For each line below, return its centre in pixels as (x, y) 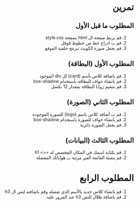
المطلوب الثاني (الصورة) (100, 102)
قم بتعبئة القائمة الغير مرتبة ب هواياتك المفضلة (79, 158)
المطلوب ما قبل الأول (105, 26)
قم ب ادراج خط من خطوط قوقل (91, 43)
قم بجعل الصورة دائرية (101, 125)
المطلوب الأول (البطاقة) (101, 64)
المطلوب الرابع (107, 178)
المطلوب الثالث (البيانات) (100, 140)
